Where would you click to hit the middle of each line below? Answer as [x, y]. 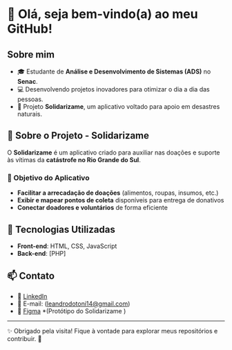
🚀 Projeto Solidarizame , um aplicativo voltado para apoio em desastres [118, 106]
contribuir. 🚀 [25, 338]
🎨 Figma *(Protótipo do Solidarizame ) [71, 310]
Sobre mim [31, 54]
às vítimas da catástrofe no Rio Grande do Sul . [74, 159]
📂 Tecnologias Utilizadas [61, 229]
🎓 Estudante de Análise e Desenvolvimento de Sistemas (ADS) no [114, 71]
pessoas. [30, 99]
